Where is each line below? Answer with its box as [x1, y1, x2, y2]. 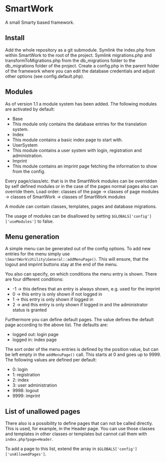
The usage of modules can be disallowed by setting [5, 213, 111, 219]
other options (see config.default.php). [5, 73, 84, 79]
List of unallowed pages [5, 407, 80, 415]
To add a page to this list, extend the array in [5, 446, 97, 452]
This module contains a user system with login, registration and [12, 147, 142, 153]
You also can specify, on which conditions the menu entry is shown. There [5, 271, 157, 277]
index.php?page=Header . [5, 436, 54, 442]
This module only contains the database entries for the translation [12, 121, 147, 127]
